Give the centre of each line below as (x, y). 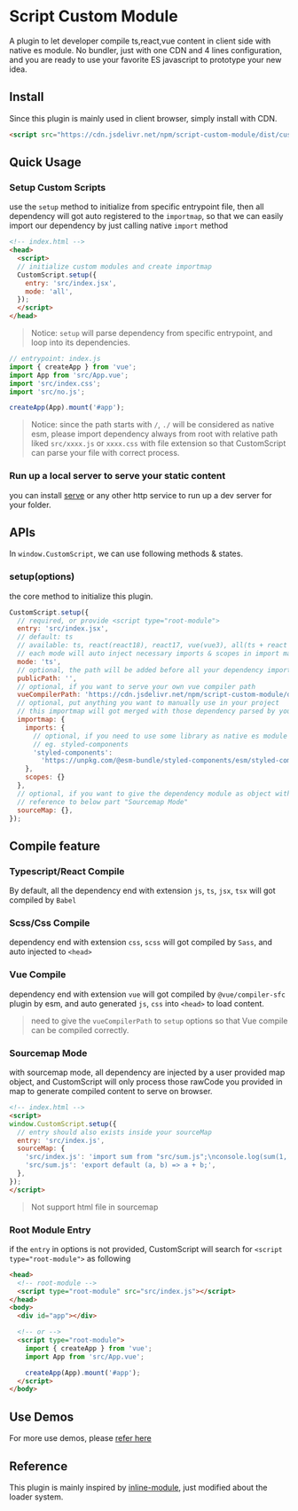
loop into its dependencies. (80, 342)
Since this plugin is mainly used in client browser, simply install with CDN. (143, 118)
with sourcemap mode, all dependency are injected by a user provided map (147, 1073)
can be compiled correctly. (80, 1030)
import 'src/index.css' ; (55, 383)
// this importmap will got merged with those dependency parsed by (146, 711)
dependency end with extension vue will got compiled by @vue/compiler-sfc (147, 994)
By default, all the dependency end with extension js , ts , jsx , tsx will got (143, 891)
